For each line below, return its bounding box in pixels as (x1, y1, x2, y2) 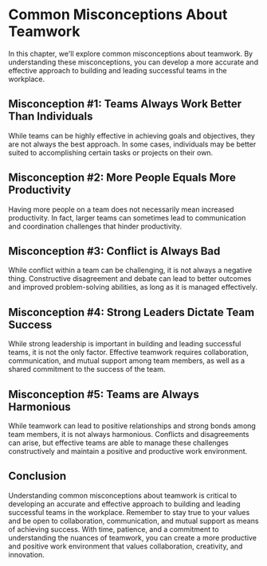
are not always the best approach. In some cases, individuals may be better (8, 139, 257, 149)
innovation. (8, 549, 45, 559)
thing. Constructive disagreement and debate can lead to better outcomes (8, 274, 252, 283)
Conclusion (8, 470, 67, 483)
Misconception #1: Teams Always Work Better (8, 97, 242, 111)
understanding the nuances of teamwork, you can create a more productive (8, 533, 257, 542)
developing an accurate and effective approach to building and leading (8, 499, 241, 509)
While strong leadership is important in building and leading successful (8, 339, 241, 349)
